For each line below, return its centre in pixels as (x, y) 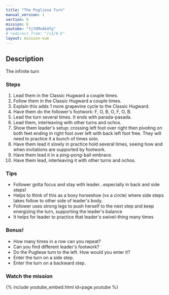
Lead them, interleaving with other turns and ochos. (67, 122)
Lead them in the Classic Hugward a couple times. (66, 95)
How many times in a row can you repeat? (57, 241)
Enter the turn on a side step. (43, 257)
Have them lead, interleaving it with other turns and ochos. (74, 160)
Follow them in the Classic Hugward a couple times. (67, 101)
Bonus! (15, 230)
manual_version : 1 (25, 15)
